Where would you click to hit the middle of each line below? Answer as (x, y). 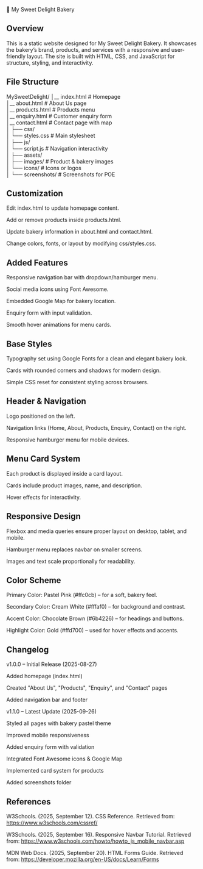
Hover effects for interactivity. (44, 497)
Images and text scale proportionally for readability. (71, 561)
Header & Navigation (46, 402)
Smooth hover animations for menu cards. (59, 325)
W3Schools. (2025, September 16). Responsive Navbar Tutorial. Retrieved (99, 834)
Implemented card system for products (55, 771)
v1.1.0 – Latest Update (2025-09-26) (52, 712)
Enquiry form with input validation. (49, 313)
